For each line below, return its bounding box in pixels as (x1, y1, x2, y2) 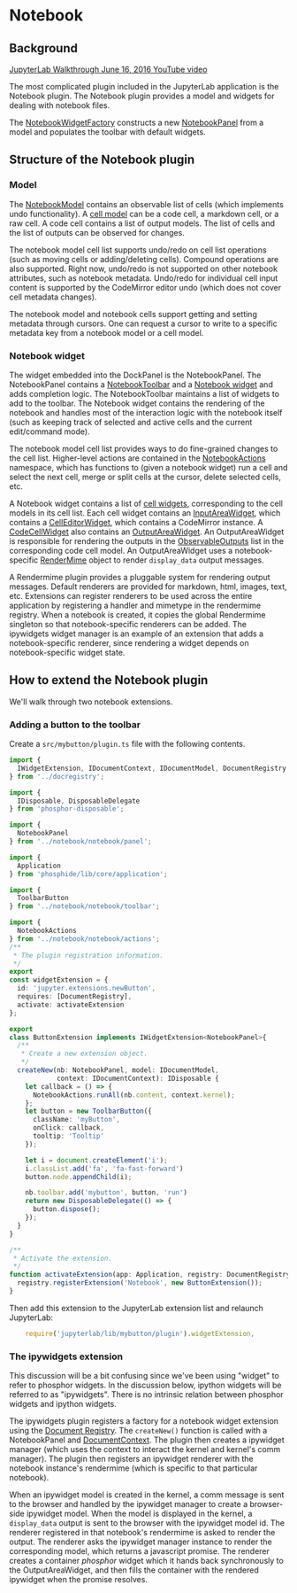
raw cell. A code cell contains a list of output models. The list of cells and (9, 218, 276, 229)
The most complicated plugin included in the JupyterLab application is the (9, 82, 279, 91)
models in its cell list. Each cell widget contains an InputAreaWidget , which (9, 507, 281, 518)
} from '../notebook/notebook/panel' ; (9, 837, 152, 846)
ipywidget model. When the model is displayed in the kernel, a (26, 1508, 253, 1519)
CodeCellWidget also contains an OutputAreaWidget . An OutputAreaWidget (9, 526, 285, 537)
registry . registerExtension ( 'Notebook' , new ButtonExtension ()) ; (17, 1278, 263, 1287)
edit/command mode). (9, 426, 90, 437)
